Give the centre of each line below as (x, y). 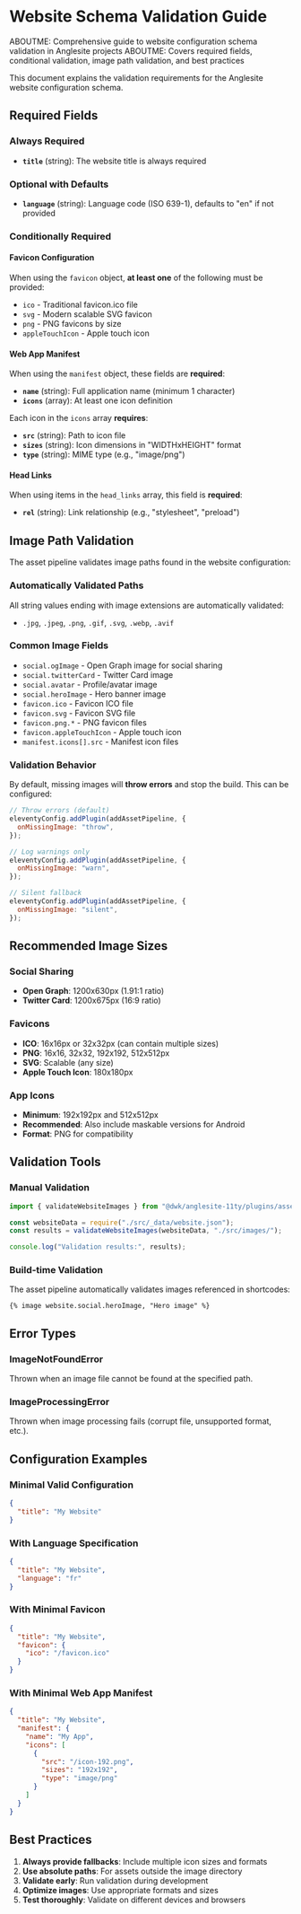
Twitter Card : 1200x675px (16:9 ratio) (91, 1001)
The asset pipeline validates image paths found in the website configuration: (150, 562)
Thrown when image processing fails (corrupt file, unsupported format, (140, 1421)
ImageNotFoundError (56, 1359)
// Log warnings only (50, 852)
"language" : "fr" (50, 1578)
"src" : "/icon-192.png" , (88, 1761)
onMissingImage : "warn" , (64, 868)
